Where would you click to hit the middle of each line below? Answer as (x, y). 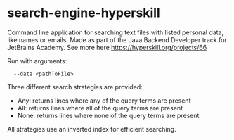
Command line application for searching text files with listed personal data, (116, 32)
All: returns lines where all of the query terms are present (100, 108)
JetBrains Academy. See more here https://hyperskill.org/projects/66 (107, 47)
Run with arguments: (37, 61)
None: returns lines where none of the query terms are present (108, 115)
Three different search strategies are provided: (75, 87)
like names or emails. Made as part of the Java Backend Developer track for (117, 39)
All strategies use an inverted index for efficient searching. (92, 129)
